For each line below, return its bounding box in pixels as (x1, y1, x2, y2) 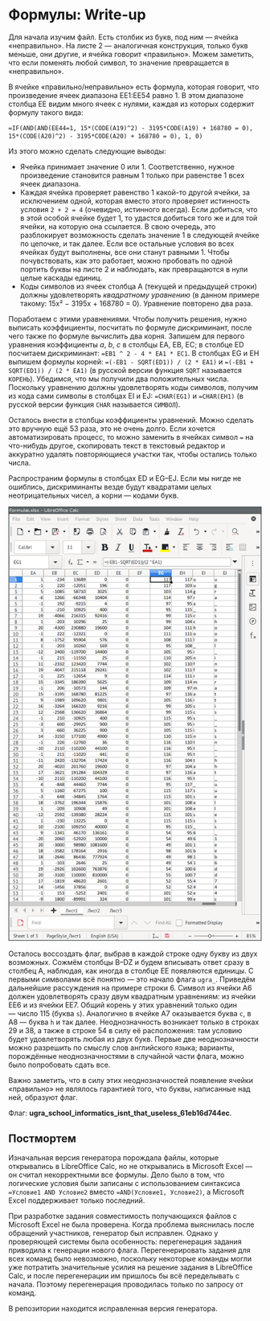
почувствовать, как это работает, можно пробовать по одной (19, 256, 233, 265)
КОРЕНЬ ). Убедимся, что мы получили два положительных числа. (8, 374, 229, 384)
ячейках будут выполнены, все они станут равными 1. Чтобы (19, 247, 231, 256)
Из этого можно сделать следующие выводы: (8, 146, 166, 156)
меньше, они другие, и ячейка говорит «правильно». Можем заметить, (8, 49, 255, 59)
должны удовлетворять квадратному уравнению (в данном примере (19, 289, 260, 299)
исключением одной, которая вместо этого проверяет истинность (19, 195, 251, 206)
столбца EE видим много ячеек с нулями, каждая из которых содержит (8, 99, 255, 109)
